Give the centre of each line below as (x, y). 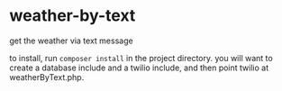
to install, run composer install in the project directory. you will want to (141, 58)
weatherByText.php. (47, 77)
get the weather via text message (71, 41)
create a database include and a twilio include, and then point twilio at (139, 68)
